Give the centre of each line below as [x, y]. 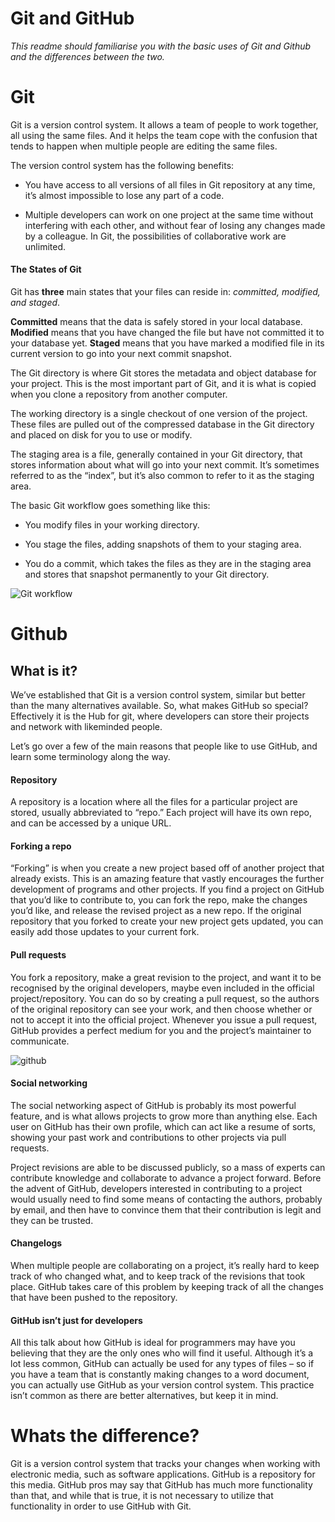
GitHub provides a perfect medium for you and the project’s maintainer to [161, 1030]
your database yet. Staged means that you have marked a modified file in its [167, 343]
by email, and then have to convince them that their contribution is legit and [166, 1209]
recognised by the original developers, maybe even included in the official [162, 988]
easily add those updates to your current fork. [105, 932]
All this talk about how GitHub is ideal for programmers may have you [153, 1343]
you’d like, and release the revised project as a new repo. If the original [156, 911]
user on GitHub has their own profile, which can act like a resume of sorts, [163, 1126]
